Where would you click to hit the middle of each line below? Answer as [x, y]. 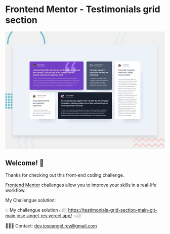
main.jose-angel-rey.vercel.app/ [39, 216]
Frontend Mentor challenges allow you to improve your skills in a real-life [81, 185]
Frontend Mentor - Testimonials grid [83, 9]
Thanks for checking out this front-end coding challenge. [65, 175]
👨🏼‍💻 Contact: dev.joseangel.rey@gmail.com [51, 226]
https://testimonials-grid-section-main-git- [113, 210]
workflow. [15, 190]
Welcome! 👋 [25, 163]
